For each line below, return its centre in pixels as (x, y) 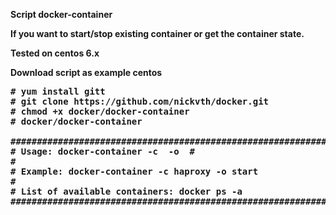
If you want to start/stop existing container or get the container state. (157, 33)
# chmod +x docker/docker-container (100, 111)
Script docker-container (61, 14)
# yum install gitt (58, 91)
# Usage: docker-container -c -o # (103, 151)
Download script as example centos (86, 72)
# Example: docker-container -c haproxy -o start (134, 171)
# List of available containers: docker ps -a (126, 191)
